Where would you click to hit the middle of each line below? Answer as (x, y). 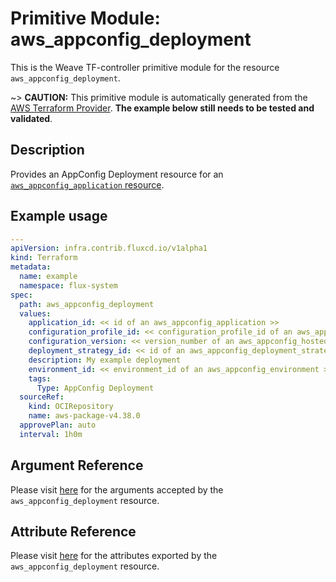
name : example (48, 277)
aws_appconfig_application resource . (87, 184)
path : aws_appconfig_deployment (87, 304)
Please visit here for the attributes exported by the (114, 556)
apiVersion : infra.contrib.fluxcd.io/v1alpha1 (109, 248)
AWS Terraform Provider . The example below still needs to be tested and (162, 108)
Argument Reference (77, 465)
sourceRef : (42, 397)
